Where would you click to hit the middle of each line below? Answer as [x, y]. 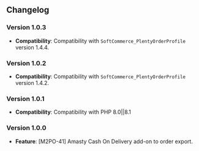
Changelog [28, 10]
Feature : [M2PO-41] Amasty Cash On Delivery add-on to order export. [104, 141]
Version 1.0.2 [26, 63]
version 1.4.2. [32, 83]
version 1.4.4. [32, 47]
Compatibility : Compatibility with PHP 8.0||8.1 [73, 112]
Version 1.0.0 [26, 128]
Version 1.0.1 [25, 98]
